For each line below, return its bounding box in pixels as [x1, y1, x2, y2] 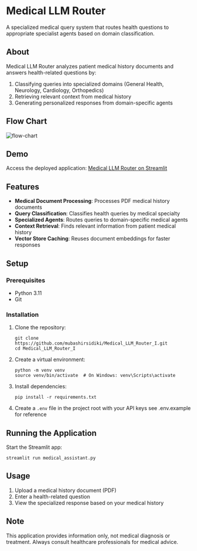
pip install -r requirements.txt [14, 394, 97, 401]
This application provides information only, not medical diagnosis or [6, 532, 171, 539]
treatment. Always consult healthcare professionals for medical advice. [6, 538, 178, 545]
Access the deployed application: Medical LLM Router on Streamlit [6, 165, 168, 172]
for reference [14, 411, 47, 418]
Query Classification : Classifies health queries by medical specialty [14, 210, 181, 217]
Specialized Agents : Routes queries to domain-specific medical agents [14, 217, 188, 224]
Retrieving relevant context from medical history [14, 93, 132, 100]
